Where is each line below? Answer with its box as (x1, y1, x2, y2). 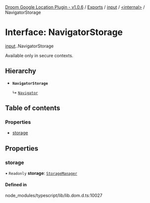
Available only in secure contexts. (5, 52, 74, 58)
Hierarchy (5, 67, 37, 76)
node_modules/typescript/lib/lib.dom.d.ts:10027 (5, 193, 103, 199)
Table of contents (5, 104, 60, 113)
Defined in (5, 181, 27, 187)
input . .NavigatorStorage (5, 43, 54, 49)
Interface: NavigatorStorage (5, 27, 123, 38)
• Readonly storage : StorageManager (5, 170, 77, 176)
